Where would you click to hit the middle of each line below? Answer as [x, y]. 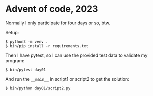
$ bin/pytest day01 [26, 70]
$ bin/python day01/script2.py [38, 88]
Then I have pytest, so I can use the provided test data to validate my [76, 55]
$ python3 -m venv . [27, 42]
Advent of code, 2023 [52, 9]
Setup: [12, 32]
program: [15, 60]
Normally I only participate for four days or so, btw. [58, 23]
